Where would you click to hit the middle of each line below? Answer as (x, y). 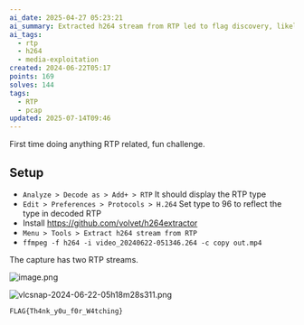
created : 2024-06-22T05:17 (60, 69)
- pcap (30, 110)
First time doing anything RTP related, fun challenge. (107, 144)
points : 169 (32, 77)
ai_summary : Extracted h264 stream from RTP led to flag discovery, (141, 26)
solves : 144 (32, 85)
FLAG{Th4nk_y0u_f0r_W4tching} (66, 311)
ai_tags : (26, 34)
